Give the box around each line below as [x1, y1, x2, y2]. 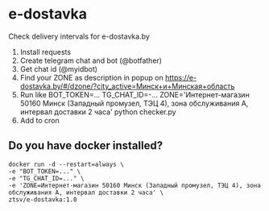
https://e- [164, 72, 197, 82]
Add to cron [19, 115, 60, 125]
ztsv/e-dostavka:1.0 [8, 195, 78, 204]
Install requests [19, 47, 71, 56]
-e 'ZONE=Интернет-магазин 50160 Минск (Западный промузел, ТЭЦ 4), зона [8, 181, 262, 189]
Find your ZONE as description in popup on [19, 72, 163, 82]
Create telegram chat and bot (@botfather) [19, 56, 163, 65]
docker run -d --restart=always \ [8, 160, 125, 168]
